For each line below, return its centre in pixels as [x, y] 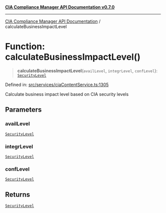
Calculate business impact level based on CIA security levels [67, 94]
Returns [18, 194]
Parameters [23, 110]
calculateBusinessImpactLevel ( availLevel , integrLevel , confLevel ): [87, 71]
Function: [25, 47]
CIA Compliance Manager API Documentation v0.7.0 [60, 7]
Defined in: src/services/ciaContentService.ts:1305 [57, 85]
